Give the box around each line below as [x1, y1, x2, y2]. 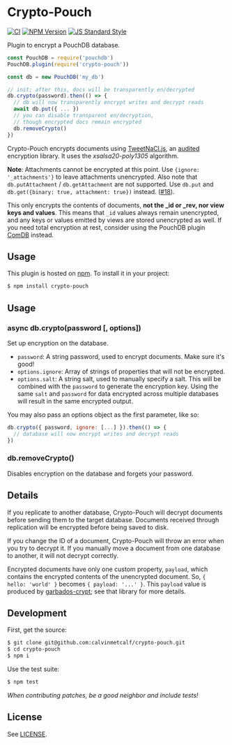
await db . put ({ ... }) [13, 105, 79, 112]
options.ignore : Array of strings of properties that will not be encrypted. [17, 367, 225, 376]
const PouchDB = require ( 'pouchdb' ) [7, 54, 114, 61]
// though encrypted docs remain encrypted [13, 118, 141, 126]
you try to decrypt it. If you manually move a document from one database [7, 544, 221, 552]
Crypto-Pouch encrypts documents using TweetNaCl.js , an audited [7, 144, 200, 152]
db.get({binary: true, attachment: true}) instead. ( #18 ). [7, 187, 175, 196]
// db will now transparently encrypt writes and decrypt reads [13, 99, 204, 106]
